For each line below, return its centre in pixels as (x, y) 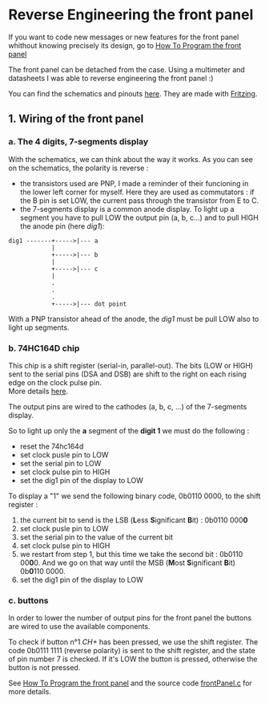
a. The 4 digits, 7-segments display (78, 142)
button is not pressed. (44, 668)
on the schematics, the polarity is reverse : (78, 168)
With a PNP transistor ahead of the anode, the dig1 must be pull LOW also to (134, 319)
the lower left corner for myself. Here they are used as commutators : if (137, 192)
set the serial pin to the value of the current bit (96, 537)
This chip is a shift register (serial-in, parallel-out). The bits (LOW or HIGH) (131, 365)
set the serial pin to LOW (60, 463)
